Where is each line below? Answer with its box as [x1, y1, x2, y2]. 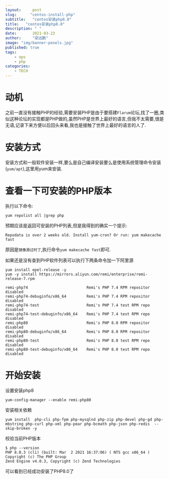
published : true [5, 45, 39, 50]
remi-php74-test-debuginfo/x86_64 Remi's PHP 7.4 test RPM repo [5, 311, 150, 316]
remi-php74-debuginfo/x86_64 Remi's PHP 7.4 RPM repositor [5, 294, 150, 299]
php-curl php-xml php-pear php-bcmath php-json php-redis [25, 421, 150, 426]
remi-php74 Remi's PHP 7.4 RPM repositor [5, 285, 150, 290]
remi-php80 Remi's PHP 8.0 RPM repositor [5, 320, 150, 325]
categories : [5, 64, 30, 69]
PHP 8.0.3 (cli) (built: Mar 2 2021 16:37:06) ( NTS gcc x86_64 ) [5, 450, 150, 455]
